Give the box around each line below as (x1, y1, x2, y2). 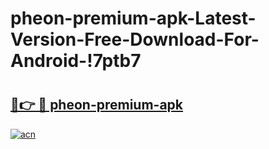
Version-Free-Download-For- (10, 28, 260, 51)
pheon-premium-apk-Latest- (10, 7, 257, 30)
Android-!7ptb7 (10, 50, 142, 72)
